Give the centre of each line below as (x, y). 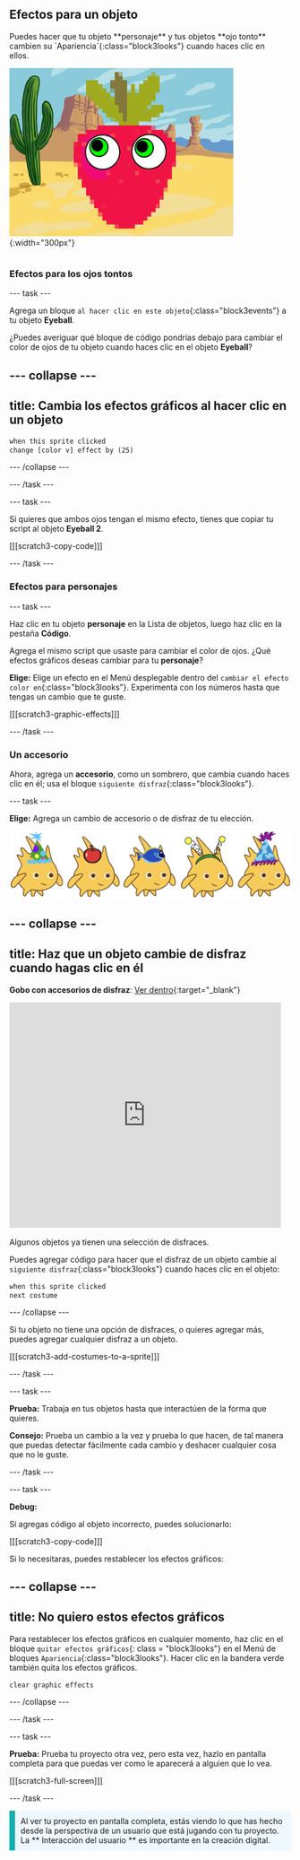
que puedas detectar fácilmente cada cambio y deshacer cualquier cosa (143, 1445)
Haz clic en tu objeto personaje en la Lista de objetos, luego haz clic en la (146, 623)
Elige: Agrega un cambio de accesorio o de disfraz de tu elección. (131, 818)
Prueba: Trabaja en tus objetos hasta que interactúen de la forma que (138, 1408)
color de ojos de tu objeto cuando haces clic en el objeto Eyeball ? (131, 347)
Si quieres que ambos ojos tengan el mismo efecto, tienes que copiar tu (141, 519)
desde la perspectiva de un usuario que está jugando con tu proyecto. (150, 1830)
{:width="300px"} (42, 242)
